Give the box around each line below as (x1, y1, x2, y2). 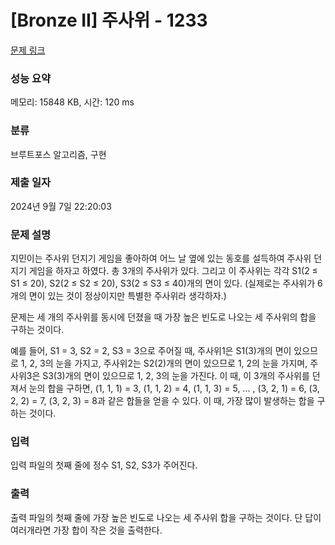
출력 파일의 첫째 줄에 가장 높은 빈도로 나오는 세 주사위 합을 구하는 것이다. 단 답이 (10, 511, 322, 523)
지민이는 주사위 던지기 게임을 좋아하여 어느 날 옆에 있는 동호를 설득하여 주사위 (10, 252, 312, 265)
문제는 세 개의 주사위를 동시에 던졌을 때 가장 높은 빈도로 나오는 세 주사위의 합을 (10, 311, 317, 323)
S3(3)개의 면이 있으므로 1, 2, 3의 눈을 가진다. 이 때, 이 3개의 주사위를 (42, 370, 310, 382)
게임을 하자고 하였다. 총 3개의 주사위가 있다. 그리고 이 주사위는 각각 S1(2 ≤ (28, 265, 318, 277)
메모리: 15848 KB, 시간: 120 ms (10, 96, 135, 108)
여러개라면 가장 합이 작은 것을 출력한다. (10, 524, 163, 536)
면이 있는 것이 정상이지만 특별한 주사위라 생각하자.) (28, 290, 227, 302)
